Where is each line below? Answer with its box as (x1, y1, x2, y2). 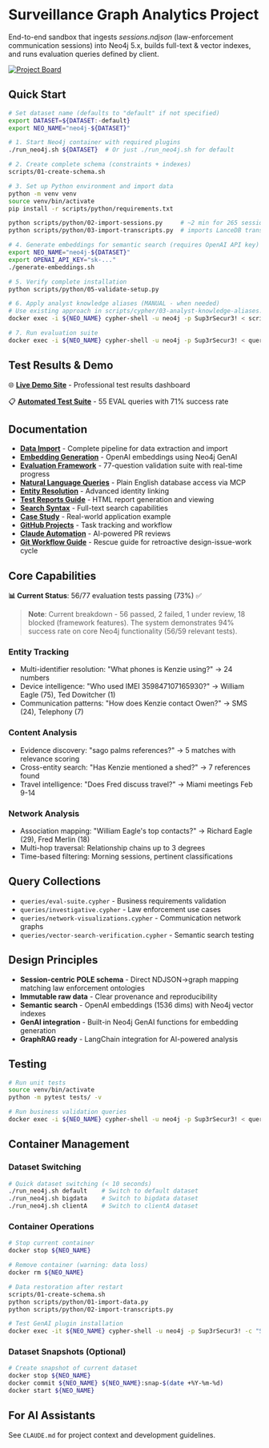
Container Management (8, 1137, 130, 1151)
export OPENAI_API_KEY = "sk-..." (8, 255, 116, 263)
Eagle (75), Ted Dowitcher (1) (19, 690, 116, 700)
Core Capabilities (8, 569, 97, 582)
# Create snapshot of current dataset (8, 1364, 138, 1373)
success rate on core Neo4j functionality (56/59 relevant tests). (27, 626, 238, 636)
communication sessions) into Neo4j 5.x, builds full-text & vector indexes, (8, 40, 251, 50)
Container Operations (8, 1221, 94, 1232)
